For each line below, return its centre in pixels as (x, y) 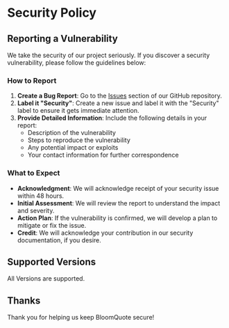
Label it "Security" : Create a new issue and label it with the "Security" (118, 103)
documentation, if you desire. (59, 240)
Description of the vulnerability (72, 133)
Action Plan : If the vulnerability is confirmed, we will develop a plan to (117, 218)
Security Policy (52, 13)
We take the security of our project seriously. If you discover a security (109, 55)
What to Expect (34, 173)
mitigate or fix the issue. (52, 225)
